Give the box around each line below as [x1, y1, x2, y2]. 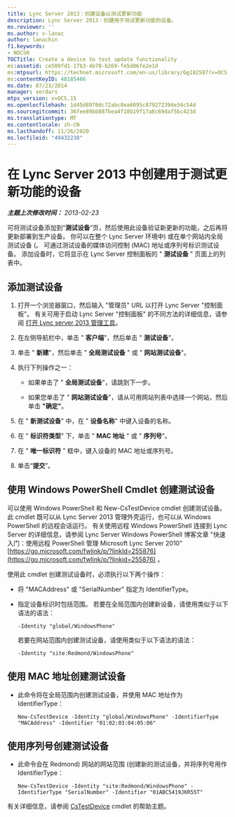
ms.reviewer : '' [7, 23, 55, 30]
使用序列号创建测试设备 [7, 741, 109, 752]
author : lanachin [7, 36, 58, 43]
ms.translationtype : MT [7, 114, 77, 121]
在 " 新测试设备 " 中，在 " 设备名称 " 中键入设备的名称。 [17, 417, 175, 425]
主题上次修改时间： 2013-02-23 [7, 208, 100, 217]
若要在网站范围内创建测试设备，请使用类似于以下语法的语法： [17, 635, 196, 644]
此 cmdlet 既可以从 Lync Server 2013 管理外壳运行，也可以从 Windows [7, 513, 212, 521]
